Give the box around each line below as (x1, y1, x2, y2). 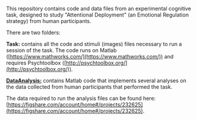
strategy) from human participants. (6, 18, 92, 24)
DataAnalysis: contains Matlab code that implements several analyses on (6, 77, 187, 84)
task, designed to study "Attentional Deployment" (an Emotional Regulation (6, 11, 189, 18)
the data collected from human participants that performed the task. (6, 83, 173, 90)
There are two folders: (6, 29, 61, 36)
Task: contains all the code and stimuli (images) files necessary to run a (6, 41, 182, 47)
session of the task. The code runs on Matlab (6, 47, 117, 54)
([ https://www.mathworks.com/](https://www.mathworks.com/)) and (6, 53, 174, 60)
